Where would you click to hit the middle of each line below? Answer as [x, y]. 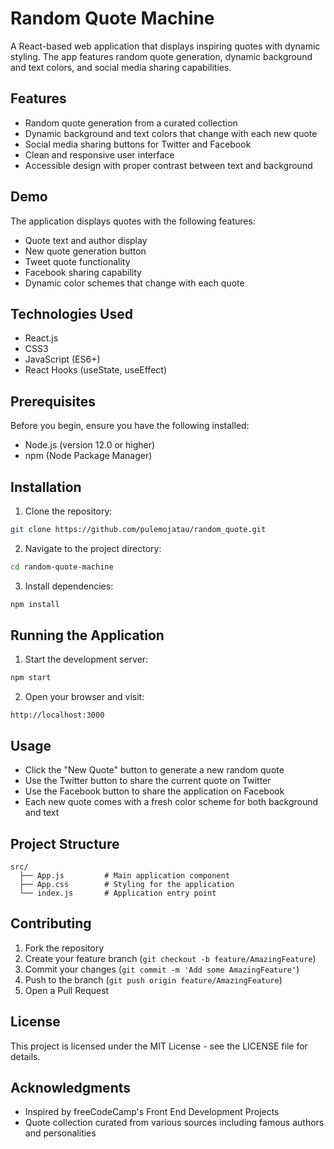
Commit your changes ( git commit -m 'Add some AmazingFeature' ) [162, 969]
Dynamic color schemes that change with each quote [134, 283]
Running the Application [87, 635]
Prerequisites [53, 401]
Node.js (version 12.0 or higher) [90, 445]
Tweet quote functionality [77, 261]
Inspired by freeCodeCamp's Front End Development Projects [152, 1112]
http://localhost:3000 [57, 715]
